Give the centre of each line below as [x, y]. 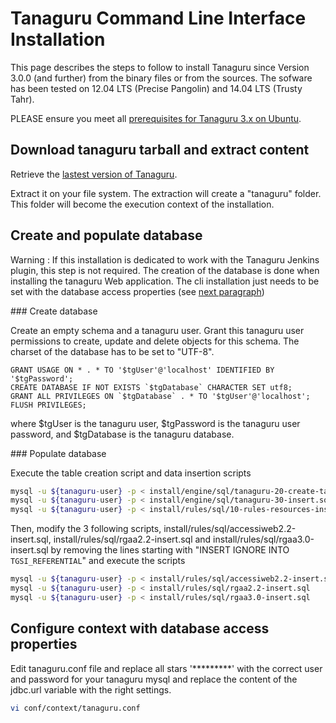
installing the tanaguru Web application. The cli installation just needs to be [165, 281]
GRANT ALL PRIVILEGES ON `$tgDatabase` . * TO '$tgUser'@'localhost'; [160, 396]
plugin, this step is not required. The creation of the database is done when [165, 270]
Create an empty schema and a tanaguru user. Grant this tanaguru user [157, 330]
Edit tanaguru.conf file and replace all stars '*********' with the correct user [166, 668]
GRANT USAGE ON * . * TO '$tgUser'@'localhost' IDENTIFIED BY [142, 370]
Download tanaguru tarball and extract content [160, 150]
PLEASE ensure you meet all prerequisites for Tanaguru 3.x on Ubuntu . [156, 118]
